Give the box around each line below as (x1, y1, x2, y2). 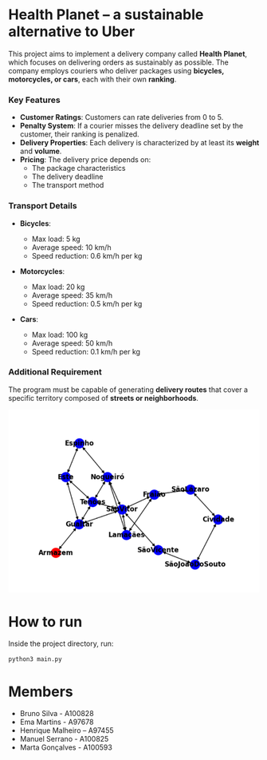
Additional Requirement (8, 366, 102, 378)
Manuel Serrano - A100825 (19, 734, 109, 744)
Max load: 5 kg (31, 234, 81, 243)
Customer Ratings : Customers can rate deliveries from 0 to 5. (19, 113, 224, 122)
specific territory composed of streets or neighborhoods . (8, 393, 199, 402)
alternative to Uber (8, 22, 135, 41)
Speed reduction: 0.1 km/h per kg (31, 346, 141, 356)
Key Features (8, 94, 61, 105)
